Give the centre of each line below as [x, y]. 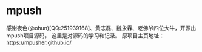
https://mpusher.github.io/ [39, 42]
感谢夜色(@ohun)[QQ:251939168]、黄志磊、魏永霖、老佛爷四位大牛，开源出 [101, 28]
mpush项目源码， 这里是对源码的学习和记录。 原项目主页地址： [86, 35]
